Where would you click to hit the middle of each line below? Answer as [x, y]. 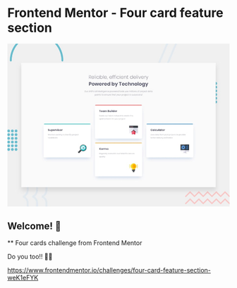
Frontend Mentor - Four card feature [115, 13]
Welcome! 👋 [34, 226]
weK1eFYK [23, 278]
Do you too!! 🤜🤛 [30, 257]
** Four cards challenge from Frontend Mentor [75, 243]
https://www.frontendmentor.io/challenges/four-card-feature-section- [109, 270]
